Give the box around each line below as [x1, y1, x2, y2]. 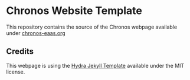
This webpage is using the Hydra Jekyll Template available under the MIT [6, 62, 185, 69]
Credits [6, 47, 34, 57]
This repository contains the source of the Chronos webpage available [6, 23, 178, 30]
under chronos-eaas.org [6, 29, 66, 36]
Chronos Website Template [6, 4, 143, 18]
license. [6, 68, 25, 75]
